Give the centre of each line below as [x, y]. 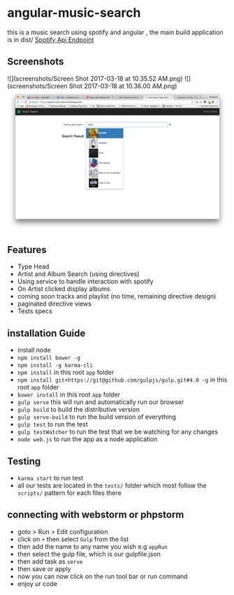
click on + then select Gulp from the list [73, 539]
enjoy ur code [37, 583]
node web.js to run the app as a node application [87, 439]
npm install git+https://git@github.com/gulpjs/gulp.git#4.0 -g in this [122, 380]
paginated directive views [54, 304]
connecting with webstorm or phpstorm [96, 515]
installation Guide [46, 333]
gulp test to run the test [53, 424]
